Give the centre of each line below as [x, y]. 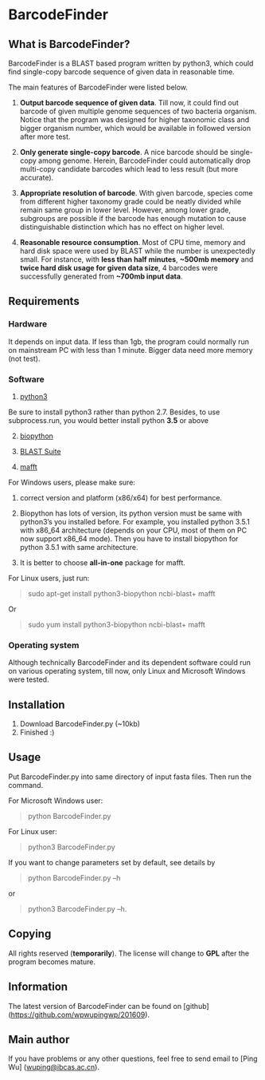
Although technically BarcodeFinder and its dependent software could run [130, 663]
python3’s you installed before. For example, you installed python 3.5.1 [135, 521]
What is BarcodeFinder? [69, 44]
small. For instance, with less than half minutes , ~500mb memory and [136, 259]
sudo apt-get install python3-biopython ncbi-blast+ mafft [121, 593]
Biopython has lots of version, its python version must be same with [131, 513]
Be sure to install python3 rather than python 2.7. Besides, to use [114, 412]
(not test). [25, 358]
